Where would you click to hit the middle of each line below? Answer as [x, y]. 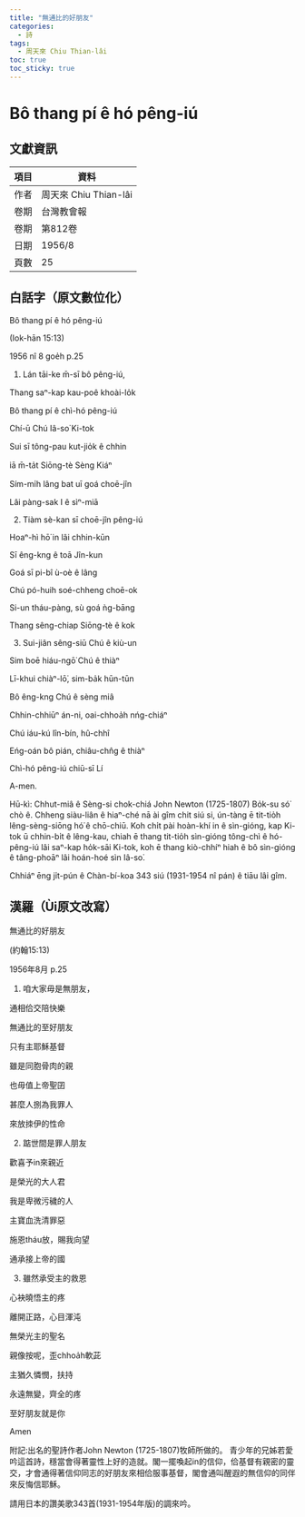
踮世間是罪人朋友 [54, 1143]
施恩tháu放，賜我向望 [49, 1239]
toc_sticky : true [42, 69]
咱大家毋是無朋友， [59, 988]
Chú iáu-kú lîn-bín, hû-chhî [60, 733]
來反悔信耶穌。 [37, 1484]
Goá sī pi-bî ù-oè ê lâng [54, 572]
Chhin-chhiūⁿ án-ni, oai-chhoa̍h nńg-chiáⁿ [89, 715]
